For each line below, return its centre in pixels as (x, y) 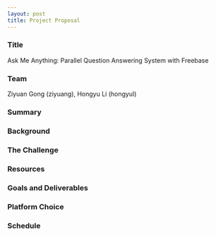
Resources (26, 168)
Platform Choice (36, 206)
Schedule (24, 225)
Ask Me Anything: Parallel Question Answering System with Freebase (108, 60)
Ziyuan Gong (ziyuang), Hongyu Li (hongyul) (72, 94)
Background (29, 131)
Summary (25, 112)
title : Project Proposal (44, 20)
